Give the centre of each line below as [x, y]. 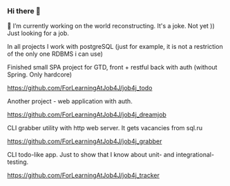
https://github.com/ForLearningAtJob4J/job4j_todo [80, 88]
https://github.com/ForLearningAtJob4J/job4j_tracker [84, 176]
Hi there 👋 [24, 11]
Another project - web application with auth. [70, 101]
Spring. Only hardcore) [40, 74]
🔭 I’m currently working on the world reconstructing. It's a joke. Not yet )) [111, 26]
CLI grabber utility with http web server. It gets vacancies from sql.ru [105, 128]
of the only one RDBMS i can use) [55, 54]
